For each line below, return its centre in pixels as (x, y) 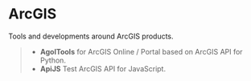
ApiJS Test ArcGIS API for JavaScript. (103, 68)
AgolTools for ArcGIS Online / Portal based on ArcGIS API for (141, 51)
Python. (53, 60)
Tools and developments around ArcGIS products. (91, 36)
